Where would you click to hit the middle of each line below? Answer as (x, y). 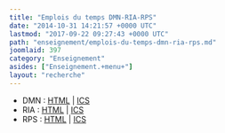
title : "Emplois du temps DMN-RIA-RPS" (83, 17)
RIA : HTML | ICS (53, 110)
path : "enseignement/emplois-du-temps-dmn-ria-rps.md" (113, 42)
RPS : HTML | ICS (54, 119)
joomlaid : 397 (36, 51)
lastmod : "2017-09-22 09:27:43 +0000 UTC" (89, 34)
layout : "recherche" (48, 75)
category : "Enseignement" (57, 59)
